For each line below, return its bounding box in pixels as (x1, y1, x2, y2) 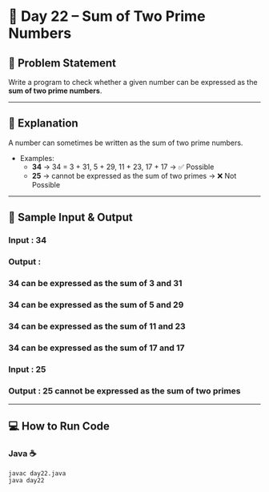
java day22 (8, 476, 45, 484)
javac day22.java (8, 469, 66, 478)
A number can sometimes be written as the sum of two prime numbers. (8, 138, 243, 147)
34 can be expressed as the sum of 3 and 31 (8, 277, 183, 288)
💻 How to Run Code (8, 420, 110, 434)
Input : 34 (8, 235, 47, 246)
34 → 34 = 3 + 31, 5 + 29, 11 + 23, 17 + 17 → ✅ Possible (31, 162, 215, 171)
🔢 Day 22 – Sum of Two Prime (8, 7, 206, 26)
